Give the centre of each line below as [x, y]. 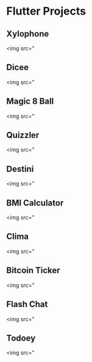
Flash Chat [27, 304]
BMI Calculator [35, 203]
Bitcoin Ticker [33, 270]
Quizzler [23, 135]
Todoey [21, 338]
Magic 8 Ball [30, 101]
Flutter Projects [46, 11]
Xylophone [28, 34]
